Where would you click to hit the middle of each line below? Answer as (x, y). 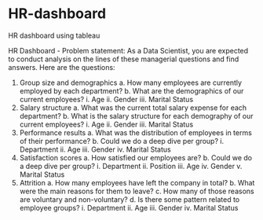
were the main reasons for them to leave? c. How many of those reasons (137, 191)
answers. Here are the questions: (62, 67)
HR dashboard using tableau (54, 35)
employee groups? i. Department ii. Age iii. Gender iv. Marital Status (129, 207)
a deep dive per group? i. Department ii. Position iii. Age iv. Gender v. (131, 166)
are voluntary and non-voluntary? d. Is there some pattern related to (130, 199)
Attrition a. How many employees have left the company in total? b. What (137, 182)
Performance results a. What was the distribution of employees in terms (136, 132)
